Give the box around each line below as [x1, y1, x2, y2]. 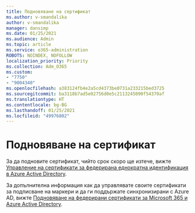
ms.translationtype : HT [6, 96, 65, 102]
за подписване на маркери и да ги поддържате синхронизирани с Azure [6, 188, 190, 195]
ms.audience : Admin [6, 36, 54, 42]
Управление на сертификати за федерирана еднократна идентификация [6, 164, 189, 171]
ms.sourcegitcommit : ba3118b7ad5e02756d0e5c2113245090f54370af [6, 91, 165, 97]
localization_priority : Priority [6, 58, 88, 64]
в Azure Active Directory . [6, 171, 67, 178]
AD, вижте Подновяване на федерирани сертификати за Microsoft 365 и [6, 194, 188, 201]
